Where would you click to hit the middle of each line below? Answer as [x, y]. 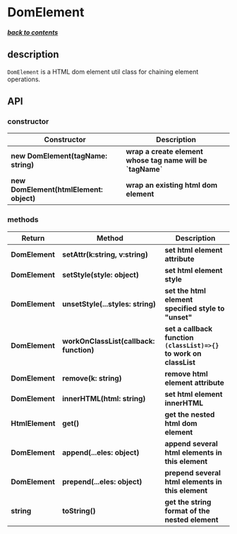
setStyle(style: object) [101, 274]
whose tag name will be [167, 161]
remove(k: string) [92, 378]
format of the [187, 511]
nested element [192, 519]
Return [33, 238]
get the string [188, 501]
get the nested [190, 414]
